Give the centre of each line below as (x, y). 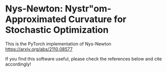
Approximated (36, 19)
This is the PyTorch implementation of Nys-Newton (59, 43)
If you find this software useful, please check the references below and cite (84, 58)
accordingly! (18, 64)
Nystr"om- (88, 9)
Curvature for (97, 19)
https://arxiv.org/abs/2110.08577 (39, 49)
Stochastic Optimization (57, 30)
